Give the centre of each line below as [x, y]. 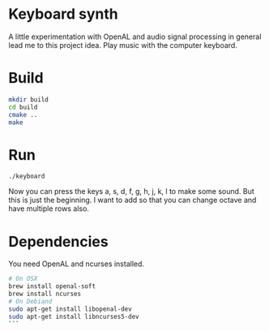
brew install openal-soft [52, 286]
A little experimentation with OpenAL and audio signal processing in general [135, 37]
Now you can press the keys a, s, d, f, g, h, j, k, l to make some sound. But [132, 191]
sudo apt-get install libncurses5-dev [74, 316]
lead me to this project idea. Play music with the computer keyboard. [123, 45]
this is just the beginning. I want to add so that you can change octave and [132, 200]
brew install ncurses [45, 294]
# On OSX [23, 279]
